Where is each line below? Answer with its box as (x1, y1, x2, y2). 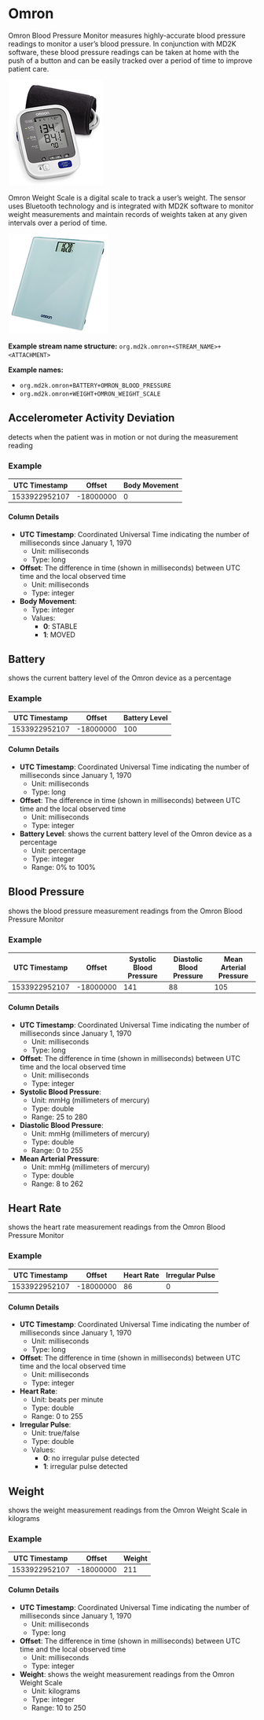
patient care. (8, 64, 49, 73)
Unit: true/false (31, 1428, 80, 1438)
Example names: (8, 365, 64, 374)
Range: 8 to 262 (31, 1179, 84, 1188)
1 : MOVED (42, 630, 76, 639)
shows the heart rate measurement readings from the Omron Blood (8, 1222, 225, 1232)
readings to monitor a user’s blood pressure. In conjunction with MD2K (8, 39, 237, 48)
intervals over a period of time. (8, 218, 108, 227)
